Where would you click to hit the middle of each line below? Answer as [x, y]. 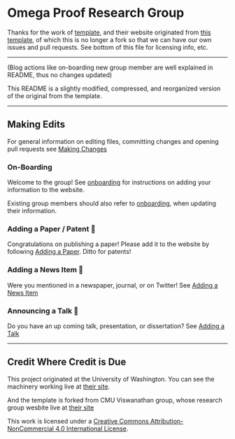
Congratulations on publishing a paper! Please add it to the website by [108, 244]
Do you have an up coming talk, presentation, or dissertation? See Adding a [116, 326]
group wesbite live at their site [51, 407]
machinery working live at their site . [59, 386]
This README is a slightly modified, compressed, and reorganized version [114, 88]
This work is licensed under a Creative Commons [78, 421]
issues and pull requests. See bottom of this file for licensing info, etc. [108, 47]
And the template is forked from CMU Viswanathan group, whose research [115, 400]
